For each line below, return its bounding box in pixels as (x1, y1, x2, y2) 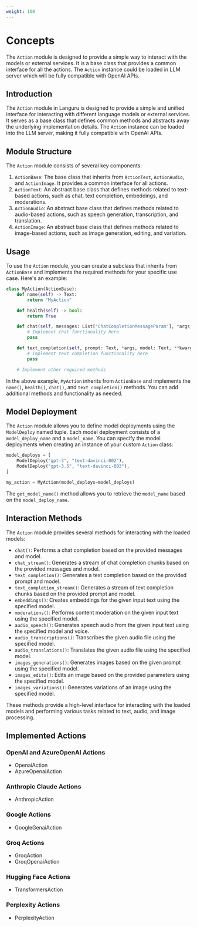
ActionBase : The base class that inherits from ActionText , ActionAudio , (14, 174, 185, 181)
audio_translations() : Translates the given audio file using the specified (14, 646, 191, 653)
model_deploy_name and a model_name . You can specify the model (6, 435, 161, 442)
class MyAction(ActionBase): (6, 286, 77, 292)
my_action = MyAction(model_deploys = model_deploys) (6, 479, 135, 485)
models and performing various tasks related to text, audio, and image (6, 707, 176, 714)
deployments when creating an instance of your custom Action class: (6, 441, 174, 448)
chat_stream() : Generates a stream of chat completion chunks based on (14, 559, 189, 566)
